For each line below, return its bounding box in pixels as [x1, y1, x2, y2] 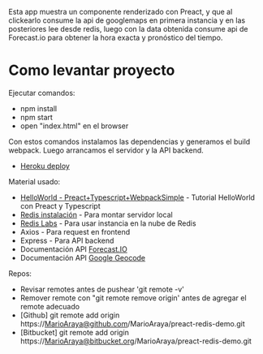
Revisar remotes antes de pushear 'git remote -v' [19, 284, 185, 294]
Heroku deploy [19, 161, 71, 171]
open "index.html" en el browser [19, 121, 129, 131]
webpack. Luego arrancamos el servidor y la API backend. [8, 145, 205, 155]
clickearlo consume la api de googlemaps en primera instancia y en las [8, 15, 246, 25]
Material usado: [8, 176, 61, 186]
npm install [19, 103, 58, 113]
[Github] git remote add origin [19, 310, 120, 320]
